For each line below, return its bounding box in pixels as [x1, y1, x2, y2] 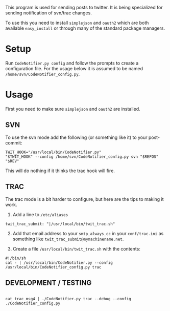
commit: [5, 139, 22, 146]
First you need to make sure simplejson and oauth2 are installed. [5, 106, 140, 112]
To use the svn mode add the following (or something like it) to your [5, 134, 148, 140]
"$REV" [5, 158, 19, 163]
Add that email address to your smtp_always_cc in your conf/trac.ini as [12, 230, 164, 236]
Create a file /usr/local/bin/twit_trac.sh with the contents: [12, 245, 140, 252]
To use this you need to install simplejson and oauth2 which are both [5, 20, 149, 26]
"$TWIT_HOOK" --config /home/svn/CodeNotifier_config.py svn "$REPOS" [5, 154, 159, 159]
